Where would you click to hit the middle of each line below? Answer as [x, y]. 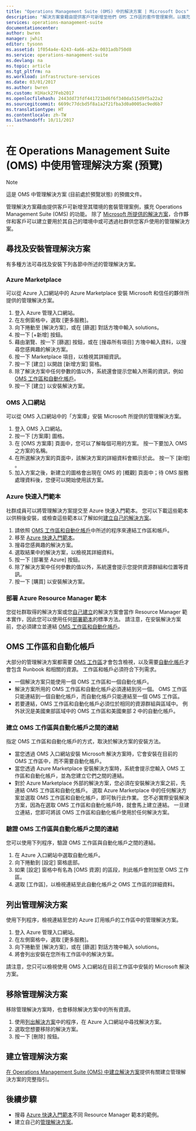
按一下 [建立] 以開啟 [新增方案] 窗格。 [60, 364]
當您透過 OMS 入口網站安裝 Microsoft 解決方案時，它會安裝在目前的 [96, 754]
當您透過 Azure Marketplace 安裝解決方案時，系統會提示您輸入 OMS [97, 769]
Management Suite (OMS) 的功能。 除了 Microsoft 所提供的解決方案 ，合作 [95, 214]
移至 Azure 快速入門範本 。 [46, 537]
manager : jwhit [24, 39]
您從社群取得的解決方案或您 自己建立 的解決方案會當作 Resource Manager [93, 612]
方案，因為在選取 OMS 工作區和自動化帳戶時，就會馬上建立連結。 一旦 [99, 805]
